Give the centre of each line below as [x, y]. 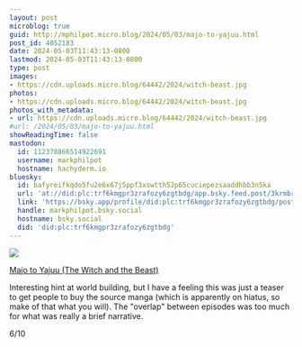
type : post [30, 68]
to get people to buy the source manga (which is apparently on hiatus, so [145, 297]
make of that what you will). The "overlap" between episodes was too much [150, 306]
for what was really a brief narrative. [76, 315]
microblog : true [40, 26]
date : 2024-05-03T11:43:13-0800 [70, 51]
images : [24, 77]
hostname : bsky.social [60, 219]
